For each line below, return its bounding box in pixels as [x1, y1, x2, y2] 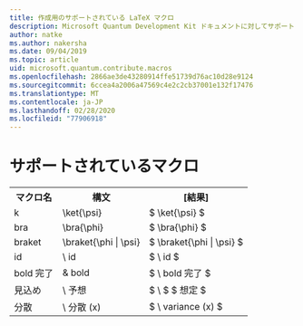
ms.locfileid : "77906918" [9, 114, 107, 123]
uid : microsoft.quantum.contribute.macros [9, 64, 172, 73]
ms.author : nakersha [9, 38, 88, 48]
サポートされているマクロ [9, 156, 200, 177]
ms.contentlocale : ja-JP [9, 97, 103, 107]
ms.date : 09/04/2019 [9, 47, 88, 56]
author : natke [9, 30, 64, 39]
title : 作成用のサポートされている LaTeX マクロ [9, 13, 175, 23]
